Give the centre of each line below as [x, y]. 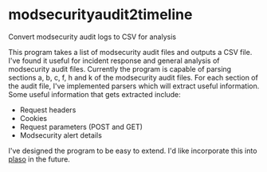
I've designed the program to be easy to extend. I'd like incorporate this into [133, 150]
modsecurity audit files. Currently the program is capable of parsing [120, 68]
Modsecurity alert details [61, 135]
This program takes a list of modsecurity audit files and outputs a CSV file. [130, 52]
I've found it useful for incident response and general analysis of [114, 61]
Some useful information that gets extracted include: [94, 94]
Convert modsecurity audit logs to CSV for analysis [92, 37]
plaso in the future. [39, 159]
